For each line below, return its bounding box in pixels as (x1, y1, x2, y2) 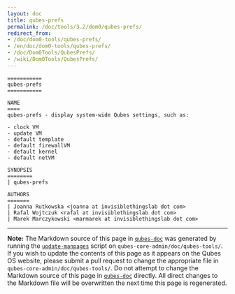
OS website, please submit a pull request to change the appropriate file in (7, 256, 219, 265)
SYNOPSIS (7, 166, 33, 173)
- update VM (7, 130, 42, 137)
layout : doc (7, 10, 42, 17)
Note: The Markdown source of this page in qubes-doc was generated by (7, 234, 217, 242)
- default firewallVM (7, 142, 71, 149)
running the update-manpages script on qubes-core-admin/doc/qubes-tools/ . (7, 242, 223, 250)
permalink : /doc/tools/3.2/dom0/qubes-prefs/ (7, 23, 142, 30)
